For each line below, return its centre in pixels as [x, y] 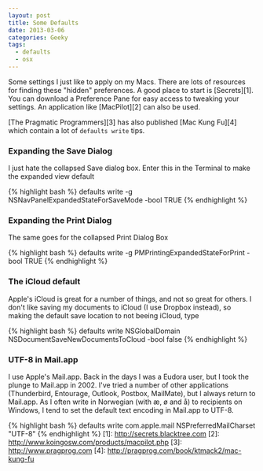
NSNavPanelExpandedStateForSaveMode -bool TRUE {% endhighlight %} [128, 200]
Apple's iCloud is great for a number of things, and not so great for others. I [130, 299]
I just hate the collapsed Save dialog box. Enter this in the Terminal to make [130, 168]
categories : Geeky [38, 37]
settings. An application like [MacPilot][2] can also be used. [104, 106]
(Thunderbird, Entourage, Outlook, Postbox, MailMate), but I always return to [132, 394]
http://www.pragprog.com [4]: [57, 451]
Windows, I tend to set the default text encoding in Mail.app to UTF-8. [121, 410]
